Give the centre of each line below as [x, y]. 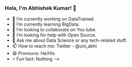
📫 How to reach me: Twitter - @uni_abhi [54, 46]
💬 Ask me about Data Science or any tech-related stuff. [70, 40]
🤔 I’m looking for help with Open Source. [54, 35]
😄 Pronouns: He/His [33, 53]
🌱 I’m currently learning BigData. [46, 24]
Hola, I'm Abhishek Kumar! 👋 [41, 8]
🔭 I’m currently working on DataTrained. [53, 19]
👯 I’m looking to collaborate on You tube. [54, 30]
